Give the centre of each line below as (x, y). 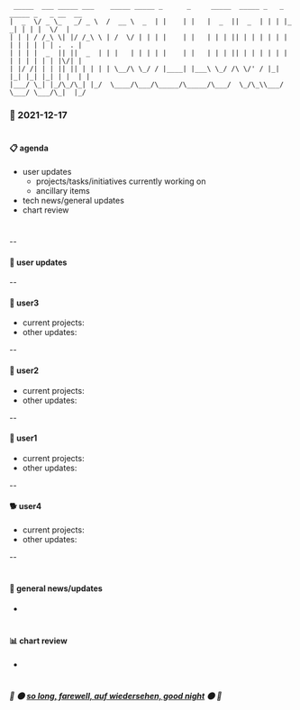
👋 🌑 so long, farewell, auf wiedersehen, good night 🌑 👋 (116, 696)
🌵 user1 (23, 438)
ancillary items (63, 190)
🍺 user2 (24, 370)
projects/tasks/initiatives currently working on (121, 181)
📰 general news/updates (56, 588)
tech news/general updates (73, 200)
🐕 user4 (26, 506)
